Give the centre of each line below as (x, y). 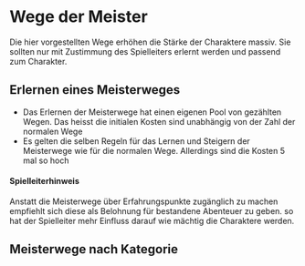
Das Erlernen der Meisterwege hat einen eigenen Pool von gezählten (152, 112)
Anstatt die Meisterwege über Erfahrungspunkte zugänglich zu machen (144, 201)
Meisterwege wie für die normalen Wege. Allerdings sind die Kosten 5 (154, 150)
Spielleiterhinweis (45, 181)
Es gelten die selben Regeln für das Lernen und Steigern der (137, 141)
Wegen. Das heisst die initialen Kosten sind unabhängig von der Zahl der (159, 121)
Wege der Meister (79, 17)
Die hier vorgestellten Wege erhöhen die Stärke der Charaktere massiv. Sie (150, 42)
